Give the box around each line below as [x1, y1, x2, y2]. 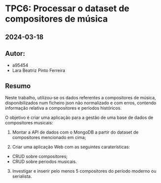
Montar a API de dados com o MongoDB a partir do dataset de [12, 129, 139, 135]
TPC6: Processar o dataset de [5, 3, 130, 14]
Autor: [5, 49, 26, 58]
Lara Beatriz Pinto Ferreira [12, 68, 65, 73]
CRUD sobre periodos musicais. [12, 159, 77, 164]
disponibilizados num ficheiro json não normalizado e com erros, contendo [5, 100, 157, 106]
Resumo [5, 82, 31, 90]
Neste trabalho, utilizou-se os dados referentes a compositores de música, [5, 95, 156, 101]
